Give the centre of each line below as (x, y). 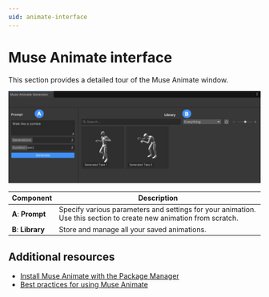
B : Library (28, 229)
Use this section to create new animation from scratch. (149, 218)
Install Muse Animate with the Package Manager (100, 275)
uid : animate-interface (48, 17)
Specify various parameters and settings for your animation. (157, 210)
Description (158, 198)
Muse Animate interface (90, 57)
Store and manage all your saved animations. (132, 229)
